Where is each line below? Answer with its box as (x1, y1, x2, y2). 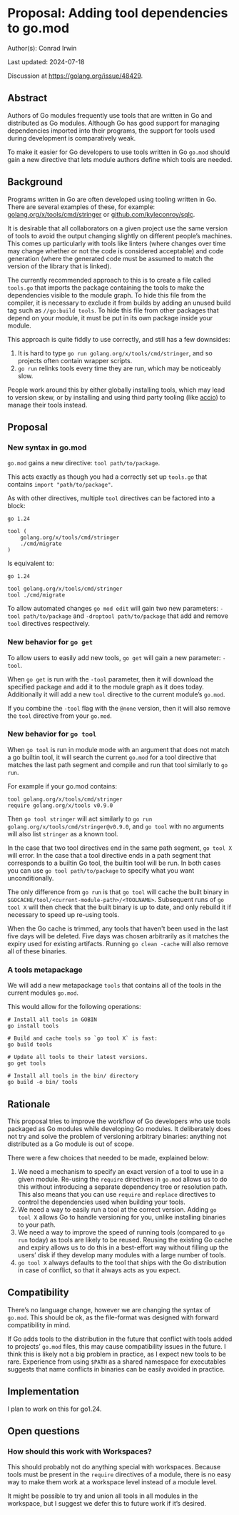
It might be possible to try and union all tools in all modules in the (7, 1491, 198, 1500)
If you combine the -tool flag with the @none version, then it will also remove (7, 704, 230, 712)
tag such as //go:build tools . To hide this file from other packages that (7, 305, 219, 315)
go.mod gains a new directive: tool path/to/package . (7, 459, 161, 467)
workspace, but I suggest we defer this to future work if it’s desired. (7, 1499, 207, 1508)
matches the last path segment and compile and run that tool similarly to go (7, 760, 228, 769)
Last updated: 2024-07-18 (7, 57, 85, 66)
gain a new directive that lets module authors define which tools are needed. (7, 155, 233, 163)
